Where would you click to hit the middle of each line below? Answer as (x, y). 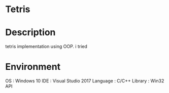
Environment (33, 67)
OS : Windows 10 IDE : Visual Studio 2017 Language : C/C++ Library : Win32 (85, 81)
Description (30, 33)
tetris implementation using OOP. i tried (46, 46)
